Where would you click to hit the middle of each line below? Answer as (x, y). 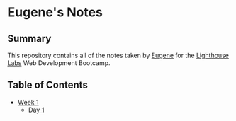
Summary (29, 39)
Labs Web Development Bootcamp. (59, 63)
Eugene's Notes (55, 12)
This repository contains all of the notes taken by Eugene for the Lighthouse (118, 55)
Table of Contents (48, 85)
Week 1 (28, 102)
